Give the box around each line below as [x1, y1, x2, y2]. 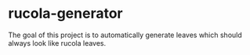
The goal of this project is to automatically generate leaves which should [8, 30, 243, 40]
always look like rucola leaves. [8, 38, 107, 47]
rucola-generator [8, 5, 123, 22]
